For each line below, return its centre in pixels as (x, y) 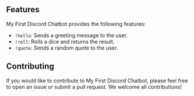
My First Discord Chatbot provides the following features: (76, 24)
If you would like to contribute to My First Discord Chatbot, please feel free (97, 80)
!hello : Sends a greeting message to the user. (71, 35)
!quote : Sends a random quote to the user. (66, 48)
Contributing (30, 66)
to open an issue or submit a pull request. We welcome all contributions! (94, 87)
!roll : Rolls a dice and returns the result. (64, 41)
